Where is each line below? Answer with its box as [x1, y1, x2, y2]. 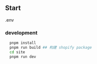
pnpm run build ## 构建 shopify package [9, 45, 92, 50]
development [5, 29, 38, 36]
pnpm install [9, 40, 36, 46]
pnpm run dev [9, 54, 36, 59]
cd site [9, 49, 26, 55]
